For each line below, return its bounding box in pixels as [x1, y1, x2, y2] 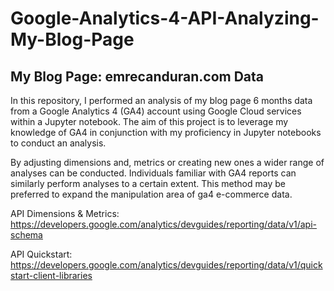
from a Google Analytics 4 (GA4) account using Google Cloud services [10, 105, 302, 117]
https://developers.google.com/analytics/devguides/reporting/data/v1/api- [10, 218, 317, 230]
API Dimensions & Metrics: [10, 208, 120, 219]
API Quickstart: [10, 248, 73, 260]
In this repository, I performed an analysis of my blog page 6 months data [10, 95, 313, 106]
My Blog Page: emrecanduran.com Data [10, 68, 265, 85]
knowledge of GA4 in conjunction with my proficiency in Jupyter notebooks [10, 127, 322, 138]
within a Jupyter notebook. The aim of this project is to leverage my [10, 116, 289, 127]
